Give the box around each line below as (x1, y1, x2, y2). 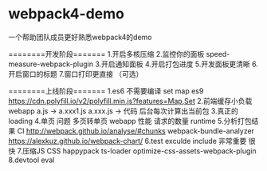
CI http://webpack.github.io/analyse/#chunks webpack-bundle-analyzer (17, 125, 255, 136)
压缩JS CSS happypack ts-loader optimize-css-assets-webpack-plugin (22, 145, 257, 156)
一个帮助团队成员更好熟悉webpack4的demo (8, 32, 152, 42)
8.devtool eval (8, 155, 55, 165)
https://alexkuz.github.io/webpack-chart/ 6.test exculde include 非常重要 (8, 136, 247, 145)
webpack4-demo (8, 5, 125, 23)
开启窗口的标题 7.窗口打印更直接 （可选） (8, 69, 143, 78)
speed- (206, 49, 230, 58)
